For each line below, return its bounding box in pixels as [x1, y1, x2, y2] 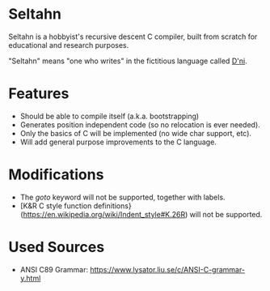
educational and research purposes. [8, 40, 129, 49]
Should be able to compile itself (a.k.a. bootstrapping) [19, 111, 200, 121]
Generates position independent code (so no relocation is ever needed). [19, 119, 260, 130]
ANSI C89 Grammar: [19, 264, 89, 274]
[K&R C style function [19, 200, 92, 211]
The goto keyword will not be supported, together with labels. [19, 192, 226, 202]
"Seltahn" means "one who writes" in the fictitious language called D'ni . [8, 56, 248, 66]
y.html [19, 273, 41, 283]
